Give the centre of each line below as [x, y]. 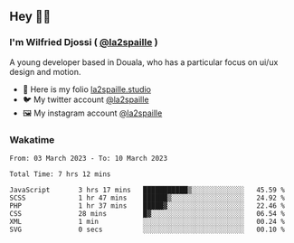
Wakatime [32, 139]
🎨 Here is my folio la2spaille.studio [87, 89]
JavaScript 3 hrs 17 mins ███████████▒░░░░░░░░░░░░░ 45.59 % [147, 190]
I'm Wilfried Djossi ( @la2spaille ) [84, 42]
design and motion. [45, 71]
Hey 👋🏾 [30, 17]
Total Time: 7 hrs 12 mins [60, 174]
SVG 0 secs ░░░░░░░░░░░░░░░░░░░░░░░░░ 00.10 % [147, 229]
